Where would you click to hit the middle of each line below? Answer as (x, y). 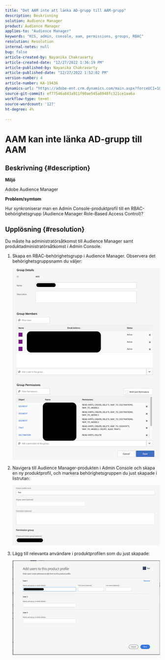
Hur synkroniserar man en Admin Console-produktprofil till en (68, 208)
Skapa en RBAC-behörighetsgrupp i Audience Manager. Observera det (84, 256)
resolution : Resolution (29, 42)
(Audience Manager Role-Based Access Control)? (93, 214)
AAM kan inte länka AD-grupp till (74, 139)
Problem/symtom (23, 199)
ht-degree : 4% (20, 109)
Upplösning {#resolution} (45, 229)
